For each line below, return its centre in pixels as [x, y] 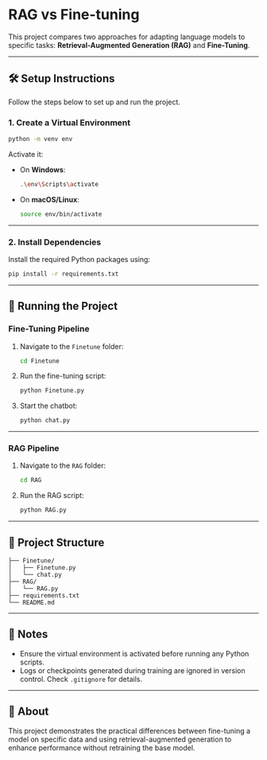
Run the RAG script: [52, 496]
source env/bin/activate [61, 214]
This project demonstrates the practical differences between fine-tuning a [130, 731]
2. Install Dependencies [55, 242]
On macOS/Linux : [49, 199]
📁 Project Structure [56, 542]
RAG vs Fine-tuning [74, 15]
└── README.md [32, 603]
